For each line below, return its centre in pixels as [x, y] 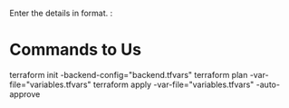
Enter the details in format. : [61, 13]
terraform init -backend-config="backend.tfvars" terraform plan [129, 74]
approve [25, 93]
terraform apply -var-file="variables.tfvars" [173, 84]
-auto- [268, 84]
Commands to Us [76, 50]
